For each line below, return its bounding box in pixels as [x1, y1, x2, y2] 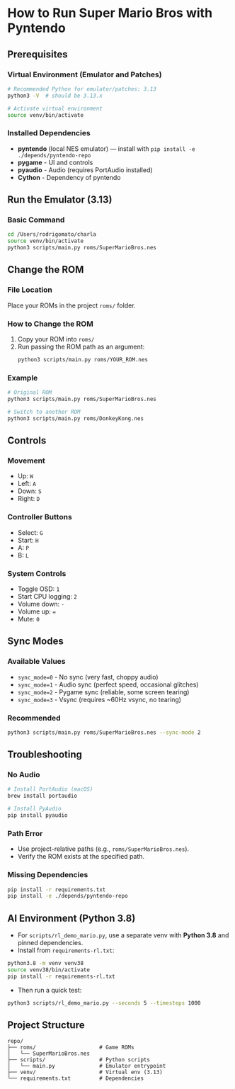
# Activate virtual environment [7, 105, 103, 112]
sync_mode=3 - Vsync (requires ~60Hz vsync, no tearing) [17, 695, 182, 704]
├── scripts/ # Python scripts [7, 1056, 151, 1063]
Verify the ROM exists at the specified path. [17, 852, 145, 861]
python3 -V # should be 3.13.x [7, 92, 103, 99]
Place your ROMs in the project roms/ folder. [7, 301, 136, 310]
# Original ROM [7, 389, 52, 396]
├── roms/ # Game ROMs [7, 1044, 134, 1051]
